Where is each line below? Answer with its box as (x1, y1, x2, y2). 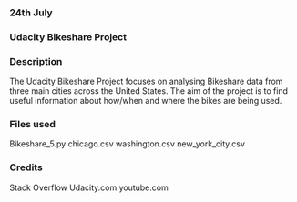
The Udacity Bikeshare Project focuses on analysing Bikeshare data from (9, 76, 283, 87)
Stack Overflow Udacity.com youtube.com (9, 182, 169, 193)
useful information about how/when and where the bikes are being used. (9, 96, 282, 106)
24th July (9, 6, 53, 19)
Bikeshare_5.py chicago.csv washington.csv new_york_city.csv (9, 138, 246, 149)
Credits (9, 161, 43, 174)
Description (9, 55, 63, 67)
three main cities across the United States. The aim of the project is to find (9, 86, 289, 96)
